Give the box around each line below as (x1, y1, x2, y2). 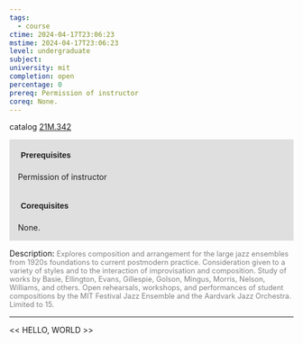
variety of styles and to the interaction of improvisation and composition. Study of (9, 267, 287, 276)
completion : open (9, 72, 75, 81)
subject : (9, 55, 42, 64)
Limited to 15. (9, 300, 55, 310)
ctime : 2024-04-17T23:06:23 (9, 30, 115, 39)
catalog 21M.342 (9, 122, 72, 132)
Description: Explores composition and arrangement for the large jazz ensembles (9, 249, 289, 259)
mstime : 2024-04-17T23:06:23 (9, 38, 119, 48)
